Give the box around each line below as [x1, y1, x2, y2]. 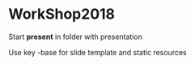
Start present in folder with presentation [8, 32, 143, 41]
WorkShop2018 [8, 5, 116, 24]
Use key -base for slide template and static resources [8, 47, 188, 57]
